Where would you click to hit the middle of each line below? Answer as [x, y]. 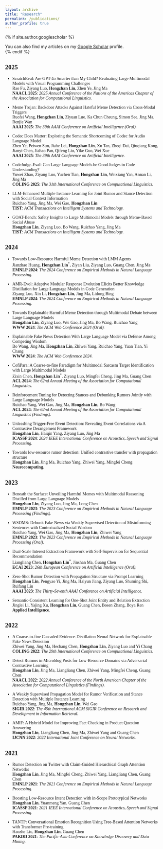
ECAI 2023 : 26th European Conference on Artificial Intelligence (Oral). [74, 567]
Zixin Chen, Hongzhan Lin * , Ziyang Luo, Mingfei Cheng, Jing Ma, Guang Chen [82, 376]
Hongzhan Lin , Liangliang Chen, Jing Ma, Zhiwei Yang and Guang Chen [75, 733]
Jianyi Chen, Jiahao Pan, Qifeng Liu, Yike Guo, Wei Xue [61, 151]
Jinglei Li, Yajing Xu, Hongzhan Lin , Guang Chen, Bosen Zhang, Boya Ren [78, 605]
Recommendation [27, 556]
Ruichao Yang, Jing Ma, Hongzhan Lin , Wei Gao [55, 704]
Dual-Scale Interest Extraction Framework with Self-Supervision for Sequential [80, 551]
